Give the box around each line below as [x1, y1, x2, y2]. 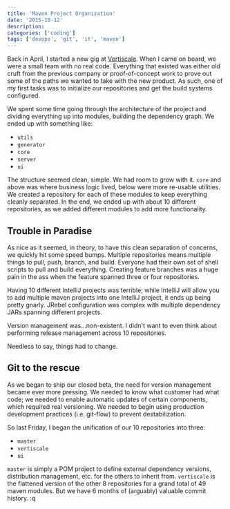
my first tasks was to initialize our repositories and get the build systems [7, 84, 213, 93]
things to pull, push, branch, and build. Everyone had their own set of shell [7, 258, 219, 266]
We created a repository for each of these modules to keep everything [7, 191, 207, 199]
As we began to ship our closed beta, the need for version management [7, 381, 212, 389]
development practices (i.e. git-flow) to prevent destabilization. [7, 410, 186, 418]
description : [7, 23, 45, 30]
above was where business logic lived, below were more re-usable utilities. [7, 183, 221, 191]
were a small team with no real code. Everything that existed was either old [7, 62, 221, 70]
